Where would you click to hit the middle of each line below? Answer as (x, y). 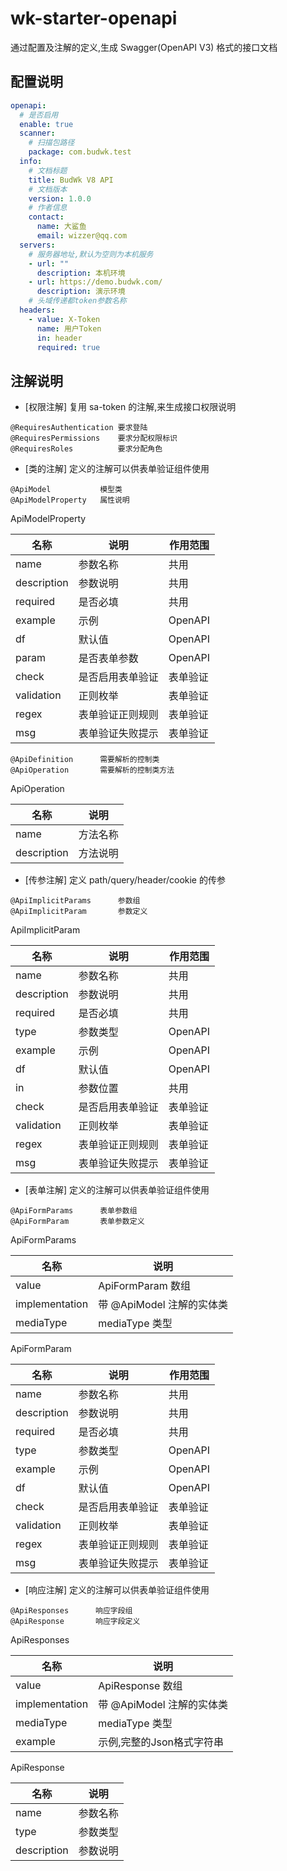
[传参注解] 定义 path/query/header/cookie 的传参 (125, 880)
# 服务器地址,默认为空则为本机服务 (91, 254)
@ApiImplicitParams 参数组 (75, 901)
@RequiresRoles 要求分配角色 (86, 449)
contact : (46, 217)
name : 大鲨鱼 (61, 227)
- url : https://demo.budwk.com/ (95, 282)
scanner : (37, 133)
